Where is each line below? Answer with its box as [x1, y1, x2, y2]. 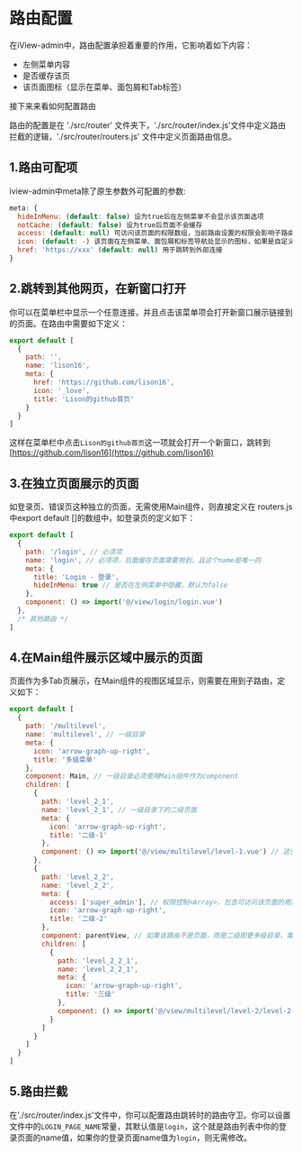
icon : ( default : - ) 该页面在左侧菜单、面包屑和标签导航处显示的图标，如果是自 [17, 237, 281, 246]
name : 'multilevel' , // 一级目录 [25, 730, 146, 739]
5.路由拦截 [9, 1083, 68, 1100]
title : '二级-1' [49, 830, 108, 839]
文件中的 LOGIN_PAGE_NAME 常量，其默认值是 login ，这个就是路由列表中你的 [9, 1120, 280, 1131]
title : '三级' [66, 990, 116, 999]
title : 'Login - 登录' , [32, 572, 120, 581]
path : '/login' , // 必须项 [25, 547, 123, 556]
